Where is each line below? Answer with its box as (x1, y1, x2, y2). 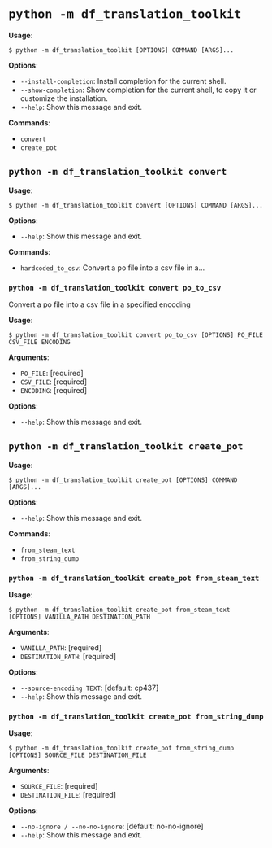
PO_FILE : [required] (19, 369, 84, 378)
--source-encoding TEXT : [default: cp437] (19, 683, 159, 693)
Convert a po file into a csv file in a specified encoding (8, 299, 191, 309)
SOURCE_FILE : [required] (19, 781, 98, 791)
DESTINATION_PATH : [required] (19, 652, 116, 662)
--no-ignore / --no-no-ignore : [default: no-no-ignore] (19, 821, 205, 832)
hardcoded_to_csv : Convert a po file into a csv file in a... (19, 263, 205, 273)
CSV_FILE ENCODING (8, 339, 71, 347)
